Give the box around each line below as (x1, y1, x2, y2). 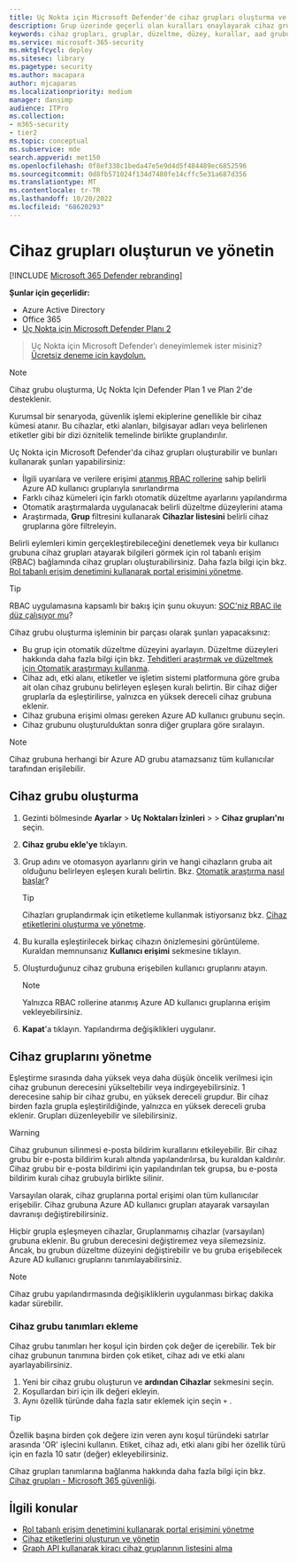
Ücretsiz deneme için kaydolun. (30, 349, 146, 360)
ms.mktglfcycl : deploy (9, 46, 93, 55)
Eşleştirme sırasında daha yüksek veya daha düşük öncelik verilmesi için (9, 1073, 273, 1083)
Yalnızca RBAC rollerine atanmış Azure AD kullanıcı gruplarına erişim (21, 996, 271, 1007)
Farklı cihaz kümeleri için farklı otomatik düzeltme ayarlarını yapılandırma (21, 492, 287, 503)
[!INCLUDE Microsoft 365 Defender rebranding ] (9, 269, 183, 280)
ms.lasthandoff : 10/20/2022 (9, 194, 113, 204)
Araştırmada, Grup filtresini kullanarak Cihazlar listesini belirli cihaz (21, 511, 270, 521)
